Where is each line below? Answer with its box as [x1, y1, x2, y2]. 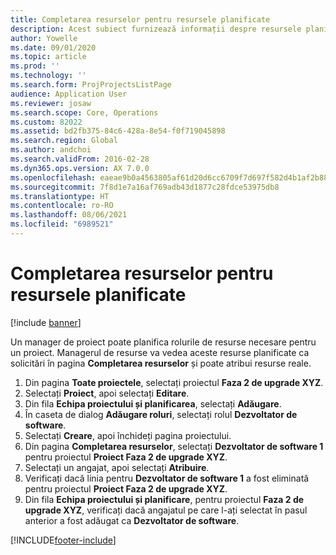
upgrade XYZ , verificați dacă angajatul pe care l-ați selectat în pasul [24, 504, 308, 516]
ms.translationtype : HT [10, 191, 110, 201]
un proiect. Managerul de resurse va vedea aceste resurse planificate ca [10, 346, 310, 358]
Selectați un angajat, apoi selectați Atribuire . [24, 461, 210, 473]
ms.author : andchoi [10, 145, 92, 155]
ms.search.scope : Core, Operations [10, 107, 159, 118]
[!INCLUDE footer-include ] [10, 534, 117, 546]
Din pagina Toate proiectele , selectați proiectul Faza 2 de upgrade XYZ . [24, 376, 324, 388]
